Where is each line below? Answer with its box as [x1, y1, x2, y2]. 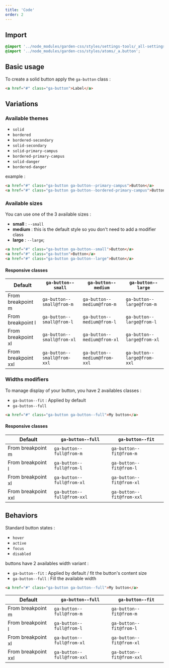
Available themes [5, 115, 49, 122]
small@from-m [42, 302, 74, 307]
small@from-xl [42, 337, 76, 343]
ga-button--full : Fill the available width [12, 575, 97, 581]
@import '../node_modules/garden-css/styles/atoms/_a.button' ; [5, 49, 141, 54]
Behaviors [5, 511, 38, 520]
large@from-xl [125, 337, 159, 343]
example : [5, 173, 26, 179]
